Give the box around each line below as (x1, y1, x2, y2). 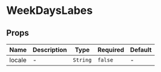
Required (97, 46, 125, 54)
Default (130, 46, 152, 54)
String (73, 57, 92, 64)
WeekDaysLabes (6, 4, 93, 18)
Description (32, 46, 68, 54)
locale (9, 56, 27, 64)
